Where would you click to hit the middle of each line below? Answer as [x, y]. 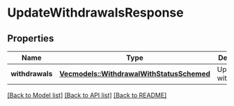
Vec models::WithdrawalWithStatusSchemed [135, 74]
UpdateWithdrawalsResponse [95, 13]
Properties [31, 38]
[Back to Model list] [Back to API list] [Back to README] [87, 95]
